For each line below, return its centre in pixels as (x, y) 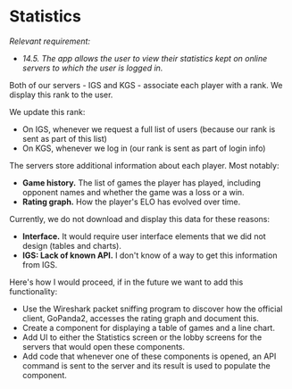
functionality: (33, 291)
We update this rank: (47, 112)
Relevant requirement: (50, 41)
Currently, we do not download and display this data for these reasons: (140, 219)
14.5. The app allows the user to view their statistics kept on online (145, 58)
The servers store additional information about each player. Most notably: (144, 165)
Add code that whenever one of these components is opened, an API (149, 356)
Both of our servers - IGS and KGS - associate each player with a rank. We (146, 85)
